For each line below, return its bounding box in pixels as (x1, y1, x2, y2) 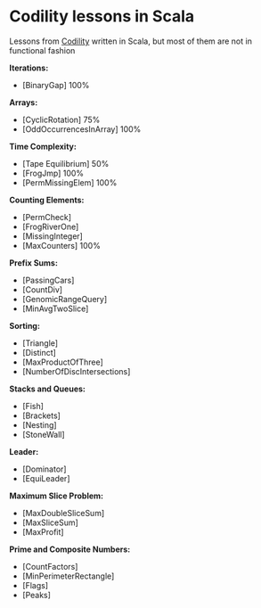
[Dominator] (21, 464, 67, 474)
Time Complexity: (9, 141, 77, 152)
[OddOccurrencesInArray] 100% (21, 123, 142, 135)
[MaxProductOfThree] (21, 357, 104, 367)
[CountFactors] (21, 561, 78, 571)
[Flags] (21, 579, 49, 590)
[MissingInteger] (21, 230, 83, 242)
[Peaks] (21, 589, 52, 600)
